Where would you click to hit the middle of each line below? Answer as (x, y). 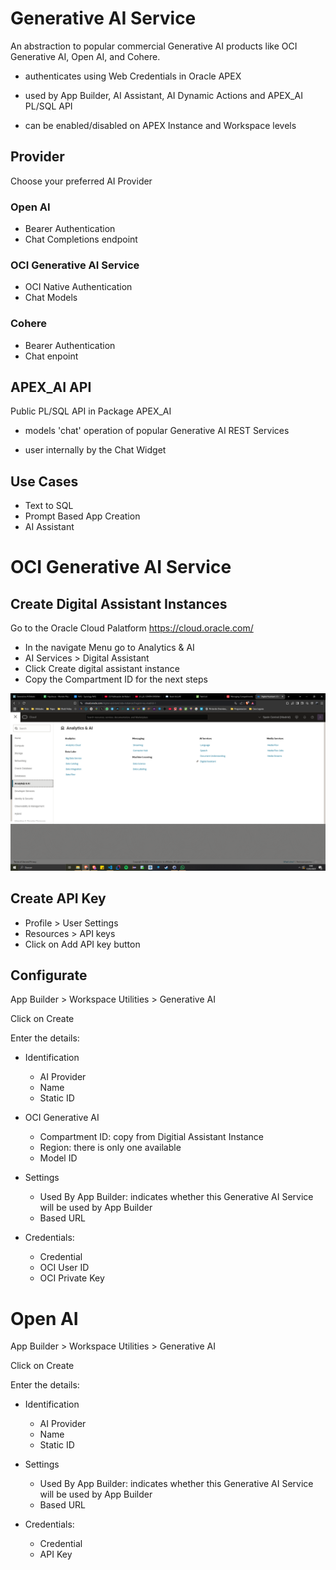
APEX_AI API (51, 387)
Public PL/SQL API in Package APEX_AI (91, 411)
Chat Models (51, 298)
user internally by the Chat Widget (95, 450)
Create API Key (58, 898)
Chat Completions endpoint (81, 239)
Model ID (58, 1158)
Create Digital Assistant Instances (119, 603)
